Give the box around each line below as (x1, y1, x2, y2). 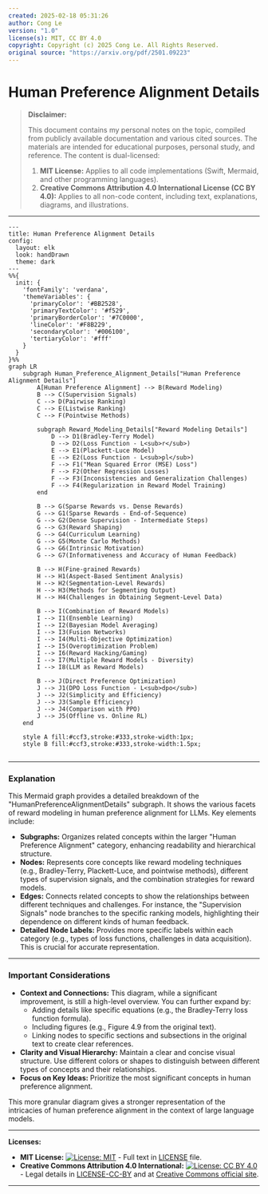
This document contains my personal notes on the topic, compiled (27, 125, 246, 134)
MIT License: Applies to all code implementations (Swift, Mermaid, (39, 165, 259, 176)
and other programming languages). (39, 174, 159, 184)
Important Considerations (8, 970, 111, 981)
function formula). (31, 1014, 92, 1023)
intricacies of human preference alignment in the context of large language (8, 1105, 254, 1115)
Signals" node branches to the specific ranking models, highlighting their (19, 908, 260, 918)
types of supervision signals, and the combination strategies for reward (19, 875, 255, 884)
